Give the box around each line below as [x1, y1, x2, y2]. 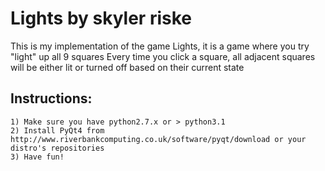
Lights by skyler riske [10, 7, 192, 30]
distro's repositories [10, 143, 105, 153]
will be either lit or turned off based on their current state [10, 61, 245, 73]
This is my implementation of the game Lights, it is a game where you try [10, 40, 310, 52]
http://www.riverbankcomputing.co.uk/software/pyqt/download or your [10, 134, 307, 144]
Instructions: [10, 90, 93, 107]
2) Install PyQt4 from [10, 125, 105, 136]
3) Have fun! [10, 152, 65, 162]
